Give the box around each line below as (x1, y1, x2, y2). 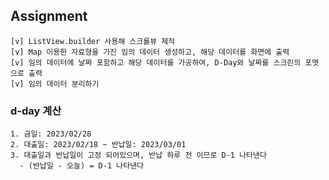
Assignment (10, 8, 88, 25)
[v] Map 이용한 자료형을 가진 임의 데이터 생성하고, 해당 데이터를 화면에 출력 (10, 47, 290, 57)
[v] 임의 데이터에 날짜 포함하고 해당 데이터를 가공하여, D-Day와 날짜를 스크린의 (10, 57, 302, 68)
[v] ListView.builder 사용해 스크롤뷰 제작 (10, 36, 176, 46)
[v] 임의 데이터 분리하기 (10, 79, 100, 89)
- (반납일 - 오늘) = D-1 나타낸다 (19, 161, 145, 171)
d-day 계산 (10, 104, 62, 118)
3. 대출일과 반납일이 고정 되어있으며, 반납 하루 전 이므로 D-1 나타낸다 (10, 150, 267, 161)
